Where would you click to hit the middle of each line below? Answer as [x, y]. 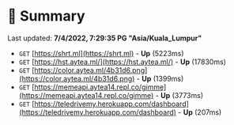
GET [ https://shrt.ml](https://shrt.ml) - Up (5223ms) [101, 53]
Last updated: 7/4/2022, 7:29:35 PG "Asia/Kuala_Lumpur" [105, 38]
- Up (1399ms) [160, 78]
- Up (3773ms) [179, 95]
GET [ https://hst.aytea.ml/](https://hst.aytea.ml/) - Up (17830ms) [123, 62]
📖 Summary [46, 16]
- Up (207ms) [200, 112]
